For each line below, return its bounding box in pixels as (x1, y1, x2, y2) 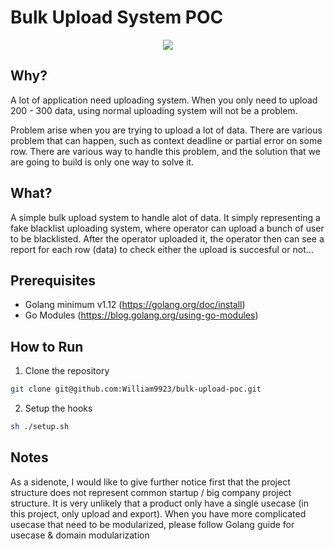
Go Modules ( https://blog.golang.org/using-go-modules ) (24, 309, 259, 321)
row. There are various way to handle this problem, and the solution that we (10, 145, 321, 157)
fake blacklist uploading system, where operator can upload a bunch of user (10, 222, 325, 234)
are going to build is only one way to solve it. (10, 156, 195, 168)
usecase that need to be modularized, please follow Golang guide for (10, 518, 295, 530)
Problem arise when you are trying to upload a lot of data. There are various (10, 124, 323, 136)
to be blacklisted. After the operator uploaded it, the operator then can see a (10, 232, 325, 245)
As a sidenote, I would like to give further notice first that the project (10, 476, 291, 488)
